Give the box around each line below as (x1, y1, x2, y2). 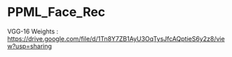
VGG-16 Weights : (7, 27, 59, 35)
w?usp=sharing (7, 42, 53, 50)
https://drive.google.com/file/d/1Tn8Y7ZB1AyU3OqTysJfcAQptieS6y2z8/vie (7, 34, 226, 42)
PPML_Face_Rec (7, 4, 106, 20)
